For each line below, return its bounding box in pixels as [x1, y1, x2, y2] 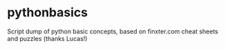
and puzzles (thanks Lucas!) [7, 34, 88, 42]
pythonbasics [7, 5, 88, 20]
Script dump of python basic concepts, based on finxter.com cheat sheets [7, 27, 219, 35]
